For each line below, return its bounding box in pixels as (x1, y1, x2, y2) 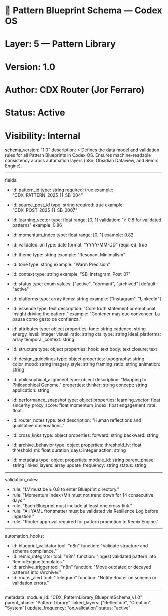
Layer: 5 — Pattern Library (5, 38, 116, 50)
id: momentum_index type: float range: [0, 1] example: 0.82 (12, 232, 134, 238)
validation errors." (12, 580, 49, 586)
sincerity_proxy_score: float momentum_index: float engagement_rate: (12, 402, 157, 408)
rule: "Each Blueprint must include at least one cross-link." (12, 502, 132, 509)
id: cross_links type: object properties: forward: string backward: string (12, 432, 159, 438)
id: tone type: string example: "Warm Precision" (12, 261, 111, 267)
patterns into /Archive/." (12, 569, 61, 575)
